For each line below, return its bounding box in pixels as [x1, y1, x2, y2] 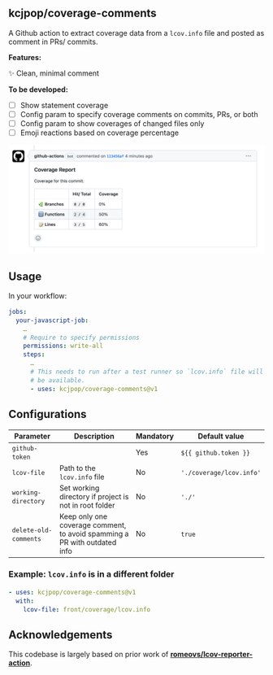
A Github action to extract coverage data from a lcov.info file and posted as [8, 28, 265, 37]
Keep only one [59, 512, 108, 521]
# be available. [29, 376, 85, 385]
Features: [8, 52, 42, 62]
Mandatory [135, 431, 175, 442]
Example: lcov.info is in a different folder [8, 568, 175, 580]
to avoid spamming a [59, 529, 129, 539]
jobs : [8, 307, 27, 316]
